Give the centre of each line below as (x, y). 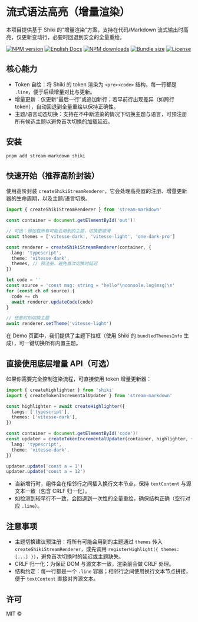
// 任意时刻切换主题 (28, 318)
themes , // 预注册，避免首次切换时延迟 (55, 264)
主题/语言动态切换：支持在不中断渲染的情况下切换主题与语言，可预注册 (101, 114)
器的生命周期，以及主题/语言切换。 (49, 198)
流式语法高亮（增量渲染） (68, 12)
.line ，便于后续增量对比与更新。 (55, 92)
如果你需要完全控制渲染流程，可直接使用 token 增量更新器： (79, 379)
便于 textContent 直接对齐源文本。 (57, 579)
